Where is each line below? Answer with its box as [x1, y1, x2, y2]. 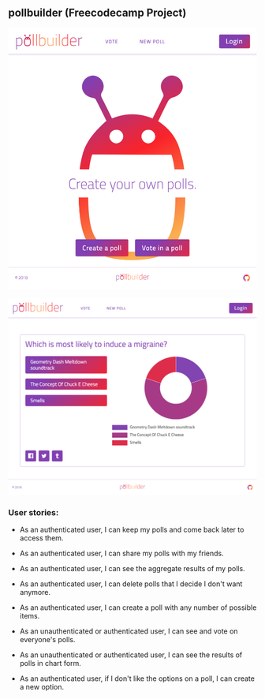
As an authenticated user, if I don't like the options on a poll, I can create [19, 674, 255, 683]
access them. [19, 533, 64, 543]
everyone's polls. [19, 635, 76, 645]
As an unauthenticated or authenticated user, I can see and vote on [19, 626, 238, 636]
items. [19, 611, 40, 621]
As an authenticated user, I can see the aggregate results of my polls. [19, 564, 246, 574]
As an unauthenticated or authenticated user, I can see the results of [19, 650, 243, 660]
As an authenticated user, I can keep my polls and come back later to [19, 525, 244, 535]
